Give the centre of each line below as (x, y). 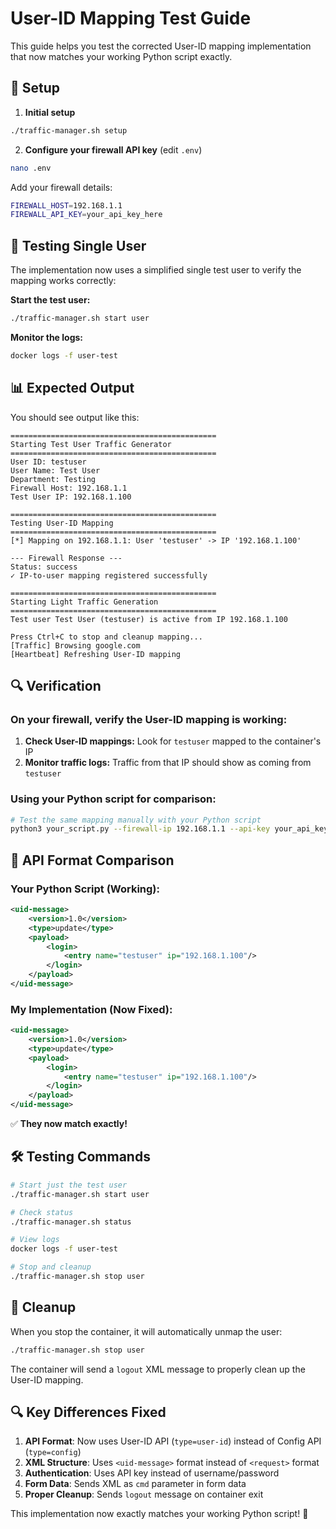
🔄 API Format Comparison (92, 860)
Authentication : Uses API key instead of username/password (152, 1473)
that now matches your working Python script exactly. (121, 56)
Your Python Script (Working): (85, 889)
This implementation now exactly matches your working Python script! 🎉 (159, 1514)
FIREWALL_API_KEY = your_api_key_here (86, 215)
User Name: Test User (55, 470)
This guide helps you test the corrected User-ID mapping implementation (161, 46)
